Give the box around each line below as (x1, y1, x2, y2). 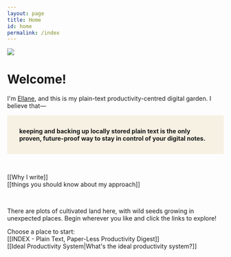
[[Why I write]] (7, 173, 48, 181)
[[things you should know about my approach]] (7, 180, 140, 189)
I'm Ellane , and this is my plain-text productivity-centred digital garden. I (7, 94, 212, 103)
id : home (7, 23, 32, 30)
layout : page (7, 10, 45, 17)
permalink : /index (7, 29, 60, 36)
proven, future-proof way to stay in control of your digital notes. (19, 135, 206, 143)
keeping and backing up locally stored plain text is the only (19, 127, 191, 135)
